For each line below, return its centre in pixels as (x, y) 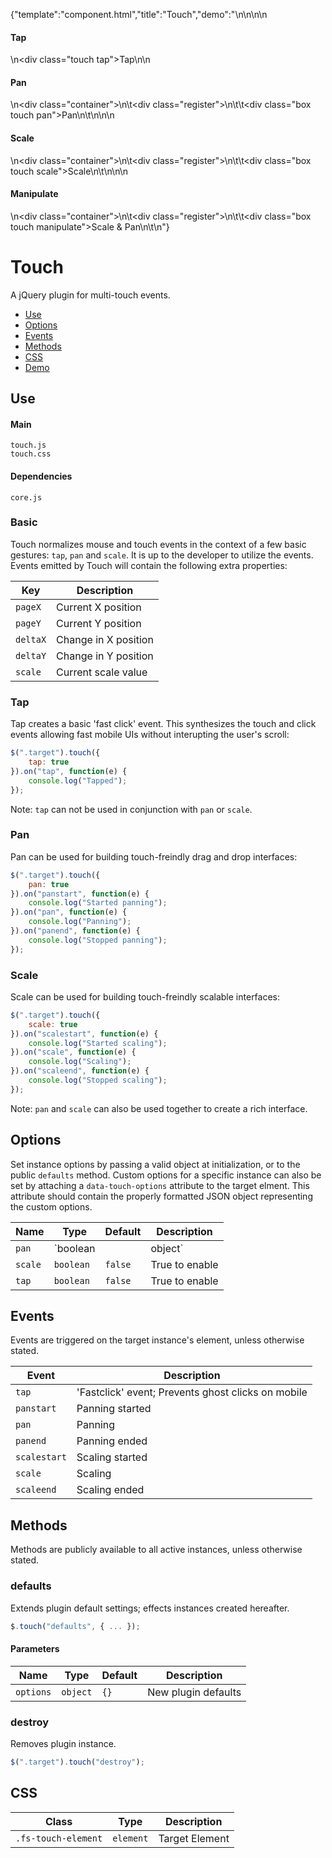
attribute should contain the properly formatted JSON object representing (161, 1196)
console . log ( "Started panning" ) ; (98, 903)
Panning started (114, 1409)
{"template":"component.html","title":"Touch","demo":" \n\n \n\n (139, 14)
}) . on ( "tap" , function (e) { (69, 771)
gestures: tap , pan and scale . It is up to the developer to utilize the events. (162, 555)
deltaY (31, 655)
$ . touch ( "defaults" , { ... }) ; (75, 1626)
